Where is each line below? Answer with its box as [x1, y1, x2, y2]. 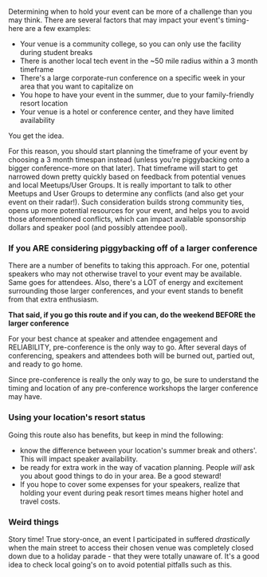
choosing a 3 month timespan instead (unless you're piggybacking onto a [8, 155, 249, 164]
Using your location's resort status [8, 412, 146, 423]
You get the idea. [8, 131, 65, 140]
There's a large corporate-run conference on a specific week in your [19, 73, 245, 82]
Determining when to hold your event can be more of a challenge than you [8, 7, 253, 16]
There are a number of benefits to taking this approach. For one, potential [8, 261, 249, 271]
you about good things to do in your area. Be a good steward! [19, 471, 222, 480]
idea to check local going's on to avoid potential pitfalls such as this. [8, 559, 233, 569]
